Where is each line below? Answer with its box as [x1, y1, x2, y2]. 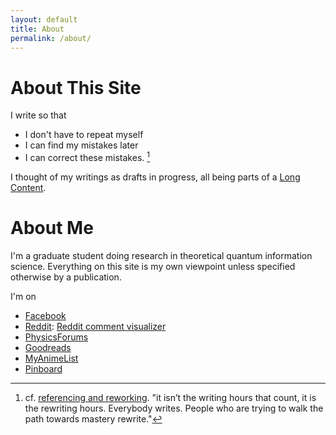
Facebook [24, 309, 67, 321]
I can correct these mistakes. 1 [24, 150, 151, 163]
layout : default [10, 14, 78, 25]
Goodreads [24, 341, 72, 353]
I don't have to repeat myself [24, 129, 144, 141]
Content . [10, 181, 47, 193]
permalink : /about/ [10, 33, 92, 43]
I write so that [10, 109, 67, 121]
